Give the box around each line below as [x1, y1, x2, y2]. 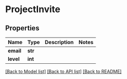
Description [45, 39, 74, 46]
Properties [5, 24, 40, 32]
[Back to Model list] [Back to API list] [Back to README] [5, 68, 122, 74]
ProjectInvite [5, 4, 60, 15]
